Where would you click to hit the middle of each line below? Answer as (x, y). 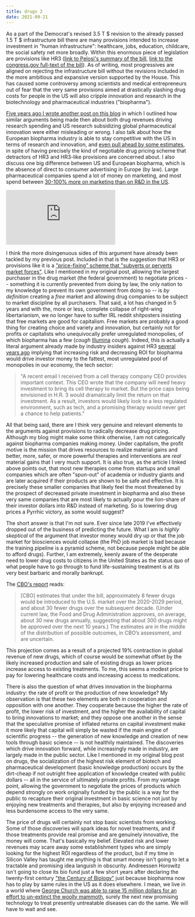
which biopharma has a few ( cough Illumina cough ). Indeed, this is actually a (98, 340)
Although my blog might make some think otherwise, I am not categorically (96, 437)
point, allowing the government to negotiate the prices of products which (93, 786)
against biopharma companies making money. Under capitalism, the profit (95, 443)
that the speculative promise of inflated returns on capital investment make (96, 723)
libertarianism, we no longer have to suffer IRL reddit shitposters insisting (94, 315)
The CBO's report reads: (36, 584)
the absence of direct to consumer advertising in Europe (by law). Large (92, 169)
